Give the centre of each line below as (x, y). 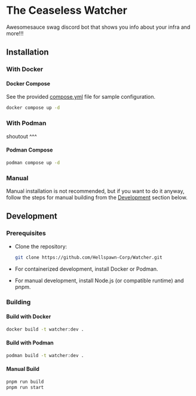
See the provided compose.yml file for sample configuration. (81, 97)
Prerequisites (26, 233)
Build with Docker (29, 317)
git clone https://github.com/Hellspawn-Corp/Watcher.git (88, 257)
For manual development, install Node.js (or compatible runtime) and (99, 280)
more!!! (15, 33)
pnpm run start (25, 387)
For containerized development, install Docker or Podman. (86, 269)
